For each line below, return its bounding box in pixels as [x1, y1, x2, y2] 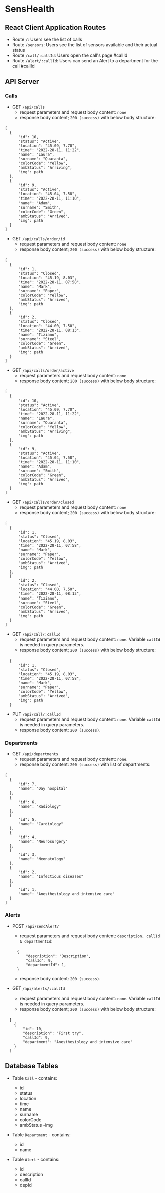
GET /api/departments [12, 750, 59, 757]
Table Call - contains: [12, 1075, 57, 1081]
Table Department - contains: [12, 1131, 71, 1138]
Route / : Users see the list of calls [12, 36, 82, 42]
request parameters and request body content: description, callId [19, 933, 160, 939]
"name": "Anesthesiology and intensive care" [18, 891, 115, 896]
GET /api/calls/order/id [12, 236, 65, 242]
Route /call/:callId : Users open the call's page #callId [12, 52, 128, 58]
